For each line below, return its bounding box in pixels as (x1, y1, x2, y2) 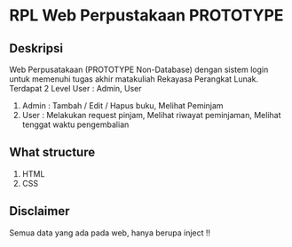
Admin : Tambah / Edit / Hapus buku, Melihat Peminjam (21, 100, 224, 111)
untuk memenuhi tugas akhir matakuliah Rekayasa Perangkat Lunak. (9, 74, 259, 84)
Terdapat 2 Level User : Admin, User (9, 84, 142, 93)
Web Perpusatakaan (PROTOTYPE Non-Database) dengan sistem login (9, 64, 269, 75)
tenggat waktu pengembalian (21, 119, 130, 130)
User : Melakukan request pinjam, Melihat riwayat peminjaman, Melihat (21, 110, 281, 120)
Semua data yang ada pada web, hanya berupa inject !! (9, 227, 211, 238)
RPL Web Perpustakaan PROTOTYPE (9, 5, 284, 26)
